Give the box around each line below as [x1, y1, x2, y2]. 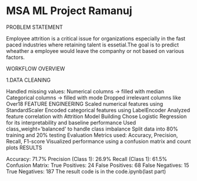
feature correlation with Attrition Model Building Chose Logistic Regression [6, 113, 187, 120]
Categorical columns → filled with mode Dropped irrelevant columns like [6, 94, 181, 101]
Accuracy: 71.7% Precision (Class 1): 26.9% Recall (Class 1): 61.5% [6, 155, 168, 162]
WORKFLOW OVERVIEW [6, 65, 65, 72]
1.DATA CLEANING [6, 76, 51, 83]
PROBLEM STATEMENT [6, 24, 64, 31]
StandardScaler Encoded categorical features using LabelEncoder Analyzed [6, 106, 191, 113]
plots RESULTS [6, 144, 42, 151]
